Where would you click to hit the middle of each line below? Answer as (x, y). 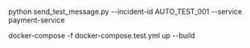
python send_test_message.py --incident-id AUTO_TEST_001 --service (125, 12)
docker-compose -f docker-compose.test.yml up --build (102, 36)
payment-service (37, 20)
